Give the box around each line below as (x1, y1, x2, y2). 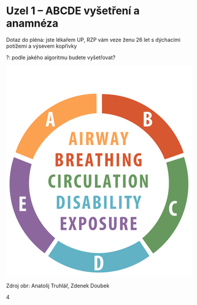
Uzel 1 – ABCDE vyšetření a (6, 4, 140, 18)
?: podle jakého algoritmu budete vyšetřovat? (6, 54, 116, 61)
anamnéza (6, 17, 59, 30)
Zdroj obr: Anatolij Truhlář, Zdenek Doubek (6, 282, 110, 290)
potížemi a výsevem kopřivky (6, 42, 77, 50)
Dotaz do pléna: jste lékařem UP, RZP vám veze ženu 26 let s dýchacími (6, 36, 181, 43)
